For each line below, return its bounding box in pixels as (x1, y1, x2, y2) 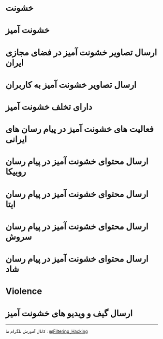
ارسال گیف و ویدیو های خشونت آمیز (5, 308, 133, 319)
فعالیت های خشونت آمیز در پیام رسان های (5, 123, 154, 135)
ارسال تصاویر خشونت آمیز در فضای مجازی (5, 46, 157, 58)
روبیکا (5, 166, 26, 177)
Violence (5, 286, 43, 297)
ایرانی (5, 134, 27, 145)
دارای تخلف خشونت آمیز (5, 101, 92, 112)
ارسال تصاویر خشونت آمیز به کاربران (5, 79, 137, 90)
